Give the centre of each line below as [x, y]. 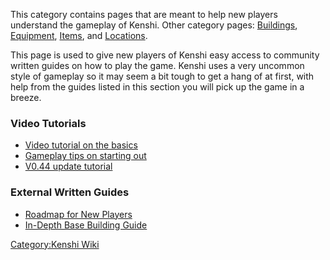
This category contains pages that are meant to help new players [144, 14]
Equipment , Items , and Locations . [79, 35]
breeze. [26, 97]
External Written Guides [70, 192]
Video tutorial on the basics [81, 145]
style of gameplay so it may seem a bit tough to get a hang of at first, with [162, 76]
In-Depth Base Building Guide [86, 225]
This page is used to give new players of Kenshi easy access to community [165, 55]
